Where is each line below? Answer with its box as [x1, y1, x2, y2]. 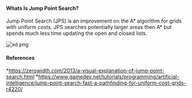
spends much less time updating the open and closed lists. [6, 30, 148, 37]
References [6, 54, 35, 61]
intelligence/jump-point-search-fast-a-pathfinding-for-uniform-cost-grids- [6, 79, 187, 86]
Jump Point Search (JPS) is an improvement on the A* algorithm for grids [6, 17, 182, 24]
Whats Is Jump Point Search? [6, 5, 79, 12]
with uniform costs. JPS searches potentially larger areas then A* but [6, 24, 172, 31]
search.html [6, 73, 35, 81]
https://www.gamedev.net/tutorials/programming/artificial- [38, 73, 180, 81]
